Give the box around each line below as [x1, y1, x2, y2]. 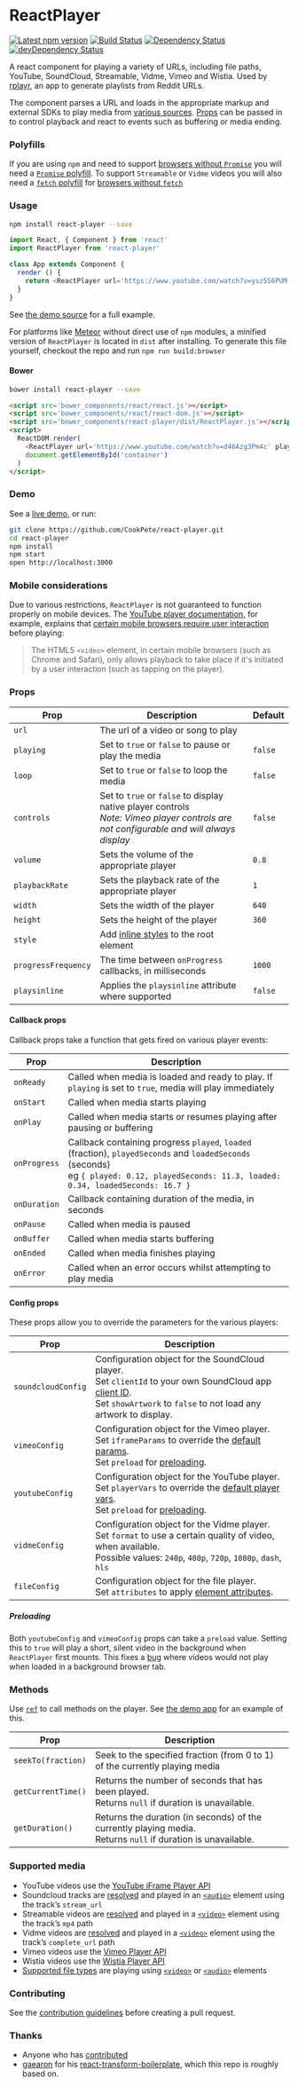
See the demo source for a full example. [9, 309, 155, 319]
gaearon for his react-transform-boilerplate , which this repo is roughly [21, 2059, 279, 2070]
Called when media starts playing [67, 1096, 207, 1108]
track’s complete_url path [21, 1936, 115, 1948]
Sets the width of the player [99, 899, 215, 911]
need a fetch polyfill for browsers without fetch [9, 177, 184, 188]
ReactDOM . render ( [17, 434, 82, 444]
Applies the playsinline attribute [99, 979, 237, 991]
